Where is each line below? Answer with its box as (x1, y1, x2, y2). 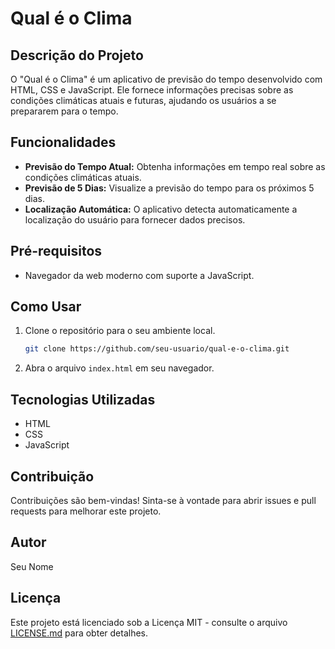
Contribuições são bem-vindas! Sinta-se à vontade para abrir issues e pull (10, 494, 317, 506)
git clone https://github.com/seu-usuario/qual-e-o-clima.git (24, 344, 290, 354)
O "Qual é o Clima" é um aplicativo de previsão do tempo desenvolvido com (10, 73, 323, 85)
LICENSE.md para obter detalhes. (10, 627, 148, 639)
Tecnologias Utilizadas (10, 391, 156, 408)
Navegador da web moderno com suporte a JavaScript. (24, 269, 255, 281)
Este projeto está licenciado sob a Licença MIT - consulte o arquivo (10, 616, 288, 628)
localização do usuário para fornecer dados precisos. (24, 213, 246, 226)
